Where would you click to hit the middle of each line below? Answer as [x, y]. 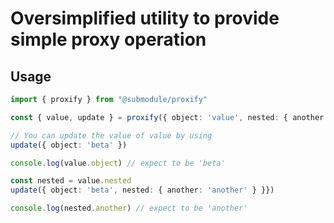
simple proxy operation [108, 39]
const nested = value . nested [71, 181]
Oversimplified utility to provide [145, 18]
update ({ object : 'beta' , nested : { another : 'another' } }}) [142, 190]
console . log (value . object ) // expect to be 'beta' [118, 163]
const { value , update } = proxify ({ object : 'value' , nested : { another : [169, 117]
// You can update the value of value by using [111, 135]
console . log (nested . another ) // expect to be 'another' [129, 208]
